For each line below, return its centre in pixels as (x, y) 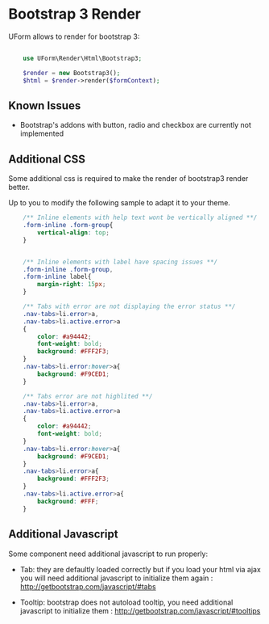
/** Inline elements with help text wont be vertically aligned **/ (140, 218)
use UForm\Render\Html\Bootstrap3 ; (83, 58)
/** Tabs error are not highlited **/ (88, 396)
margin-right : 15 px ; (72, 285)
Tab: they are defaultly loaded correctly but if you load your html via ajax (141, 569)
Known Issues (45, 105)
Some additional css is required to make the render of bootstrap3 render (128, 179)
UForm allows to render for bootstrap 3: (74, 36)
